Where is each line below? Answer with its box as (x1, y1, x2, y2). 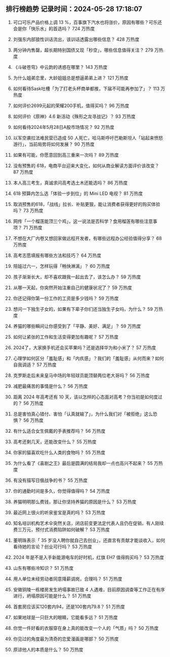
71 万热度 (23, 224, 42, 230)
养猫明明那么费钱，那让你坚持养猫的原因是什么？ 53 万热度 (13, 498, 137, 504)
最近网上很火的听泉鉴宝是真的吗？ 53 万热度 (13, 509, 106, 515)
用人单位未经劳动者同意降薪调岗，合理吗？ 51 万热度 (13, 576, 122, 582)
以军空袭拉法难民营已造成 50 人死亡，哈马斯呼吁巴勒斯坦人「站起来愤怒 (13, 134, 163, 140)
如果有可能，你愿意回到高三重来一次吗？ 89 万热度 (13, 152, 119, 158)
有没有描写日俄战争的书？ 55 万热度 (13, 477, 88, 483)
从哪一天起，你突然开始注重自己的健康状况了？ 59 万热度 (13, 285, 132, 291)
